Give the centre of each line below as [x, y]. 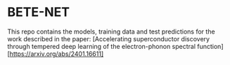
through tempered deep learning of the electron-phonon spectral [101, 46]
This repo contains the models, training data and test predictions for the [111, 31]
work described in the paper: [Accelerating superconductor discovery [108, 38]
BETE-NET [39, 12]
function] [210, 46]
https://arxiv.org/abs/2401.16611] [57, 54]
